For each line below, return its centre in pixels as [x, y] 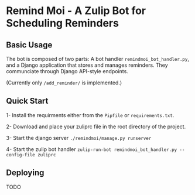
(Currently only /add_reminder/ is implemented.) [64, 83]
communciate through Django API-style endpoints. [67, 71]
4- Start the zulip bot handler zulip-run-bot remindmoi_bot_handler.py [92, 149]
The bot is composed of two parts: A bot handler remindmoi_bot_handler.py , [97, 59]
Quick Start [27, 101]
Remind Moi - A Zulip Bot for [76, 11]
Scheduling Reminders [62, 23]
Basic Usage [29, 45]
